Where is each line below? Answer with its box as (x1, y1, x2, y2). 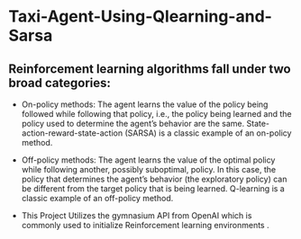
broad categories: (8, 75, 112, 91)
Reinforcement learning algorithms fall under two (8, 61, 291, 76)
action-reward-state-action (21, 128, 123, 138)
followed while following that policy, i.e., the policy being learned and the (21, 109, 292, 119)
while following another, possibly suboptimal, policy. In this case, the (21, 164, 277, 174)
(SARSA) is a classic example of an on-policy (124, 128, 292, 138)
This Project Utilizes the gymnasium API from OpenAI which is (21, 210, 252, 221)
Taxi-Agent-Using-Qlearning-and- (8, 6, 272, 27)
